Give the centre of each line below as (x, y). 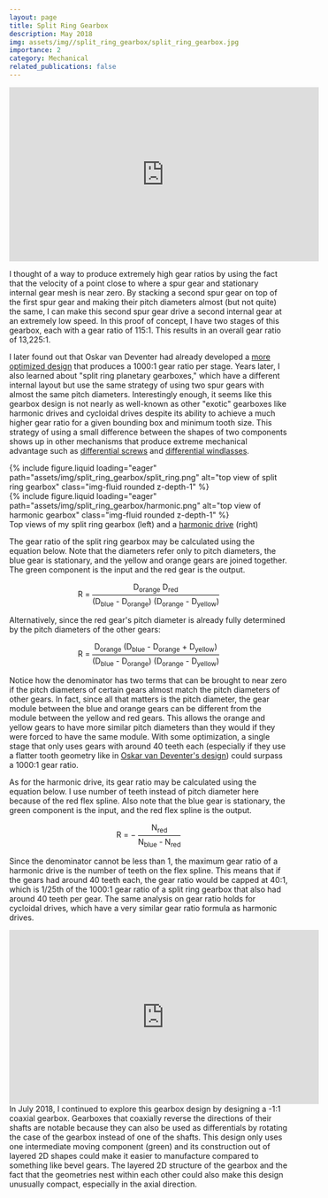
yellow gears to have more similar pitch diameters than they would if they (142, 727)
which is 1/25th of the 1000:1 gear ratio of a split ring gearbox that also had (145, 889)
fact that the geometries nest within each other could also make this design (146, 1174)
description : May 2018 (51, 34)
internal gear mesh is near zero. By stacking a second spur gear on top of (143, 292)
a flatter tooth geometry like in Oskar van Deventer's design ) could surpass (146, 756)
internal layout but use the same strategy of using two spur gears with (137, 385)
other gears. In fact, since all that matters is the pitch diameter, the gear (139, 699)
